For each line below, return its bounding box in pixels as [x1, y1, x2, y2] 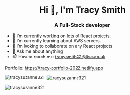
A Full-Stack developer [54, 22, 110, 29]
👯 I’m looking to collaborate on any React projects [12, 43, 113, 49]
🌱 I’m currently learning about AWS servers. [12, 38, 101, 44]
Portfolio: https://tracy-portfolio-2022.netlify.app [5, 65, 103, 71]
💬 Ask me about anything [12, 48, 63, 54]
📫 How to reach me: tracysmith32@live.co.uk [12, 54, 105, 60]
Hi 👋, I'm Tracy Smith [39, 4, 126, 16]
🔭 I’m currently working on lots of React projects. [12, 33, 111, 38]
